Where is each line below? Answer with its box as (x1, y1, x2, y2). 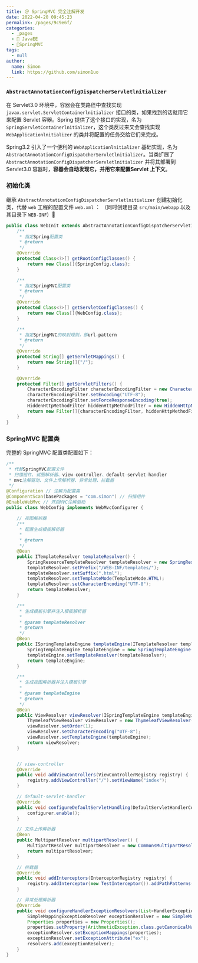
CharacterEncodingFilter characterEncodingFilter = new (27, 386, 167, 393)
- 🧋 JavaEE (11, 36, 38, 42)
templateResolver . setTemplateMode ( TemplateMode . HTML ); (27, 576, 165, 582)
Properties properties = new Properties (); (27, 919, 136, 925)
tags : (6, 47, 19, 53)
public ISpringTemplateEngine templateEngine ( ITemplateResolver (16, 641, 178, 647)
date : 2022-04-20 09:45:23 (6, 14, 72, 20)
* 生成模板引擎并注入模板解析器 (19, 608, 87, 614)
